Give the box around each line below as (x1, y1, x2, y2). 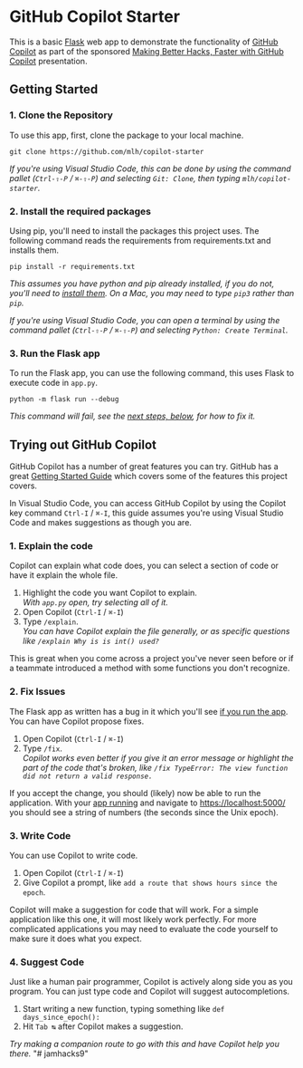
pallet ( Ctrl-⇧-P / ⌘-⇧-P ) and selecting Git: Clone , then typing (9, 172, 241, 183)
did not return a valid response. (22, 772, 153, 781)
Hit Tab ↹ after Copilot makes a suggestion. (22, 1021, 184, 1032)
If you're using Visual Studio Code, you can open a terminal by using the (9, 314, 280, 325)
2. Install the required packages (9, 205, 152, 217)
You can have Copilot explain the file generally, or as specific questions (22, 626, 290, 637)
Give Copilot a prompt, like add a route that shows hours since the (22, 877, 278, 888)
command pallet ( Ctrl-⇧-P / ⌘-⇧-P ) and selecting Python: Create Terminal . (9, 324, 289, 335)
